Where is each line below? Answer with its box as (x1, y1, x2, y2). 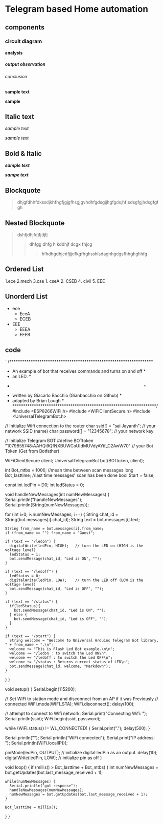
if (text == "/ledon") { (5, 539, 56, 544)
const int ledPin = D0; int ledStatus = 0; (5, 482, 84, 488)
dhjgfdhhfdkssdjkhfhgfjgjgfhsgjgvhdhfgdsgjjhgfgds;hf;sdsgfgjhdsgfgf (17, 199, 159, 205)
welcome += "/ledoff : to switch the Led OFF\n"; (9, 655, 113, 660)
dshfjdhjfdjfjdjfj (17, 232, 48, 237)
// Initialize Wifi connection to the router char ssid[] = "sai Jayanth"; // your (5, 423, 156, 429)
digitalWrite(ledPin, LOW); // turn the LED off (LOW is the (9, 578, 143, 583)
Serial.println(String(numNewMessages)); (5, 502, 89, 508)
